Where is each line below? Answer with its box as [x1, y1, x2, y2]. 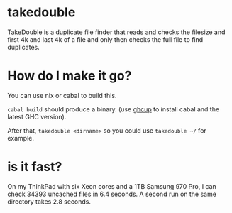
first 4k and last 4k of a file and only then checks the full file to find [7, 35, 204, 43]
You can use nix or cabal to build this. [7, 91, 117, 99]
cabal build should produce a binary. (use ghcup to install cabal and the [7, 104, 220, 114]
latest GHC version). [7, 112, 67, 121]
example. [7, 133, 34, 142]
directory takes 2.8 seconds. [7, 197, 91, 206]
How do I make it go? [7, 68, 132, 84]
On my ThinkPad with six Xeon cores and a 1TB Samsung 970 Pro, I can [7, 182, 216, 190]
